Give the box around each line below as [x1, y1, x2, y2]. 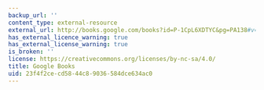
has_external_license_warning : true [8, 41, 128, 49]
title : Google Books [8, 63, 76, 70]
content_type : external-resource [8, 19, 118, 27]
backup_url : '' [8, 11, 58, 20]
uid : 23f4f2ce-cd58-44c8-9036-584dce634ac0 [8, 70, 153, 77]
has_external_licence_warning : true [8, 33, 128, 41]
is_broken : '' [8, 48, 55, 56]
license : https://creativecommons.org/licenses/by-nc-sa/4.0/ [8, 56, 216, 63]
